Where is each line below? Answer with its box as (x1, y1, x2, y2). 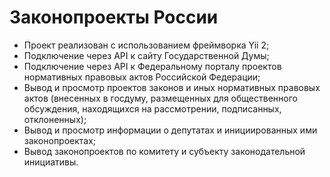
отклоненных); (23, 113, 87, 125)
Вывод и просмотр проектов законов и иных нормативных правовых (23, 81, 321, 93)
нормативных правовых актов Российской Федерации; (23, 71, 261, 83)
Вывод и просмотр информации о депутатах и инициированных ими (23, 124, 318, 136)
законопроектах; (23, 134, 97, 146)
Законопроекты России (9, 6, 219, 29)
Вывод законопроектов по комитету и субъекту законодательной (23, 145, 306, 157)
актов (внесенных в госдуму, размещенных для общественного (23, 92, 298, 104)
